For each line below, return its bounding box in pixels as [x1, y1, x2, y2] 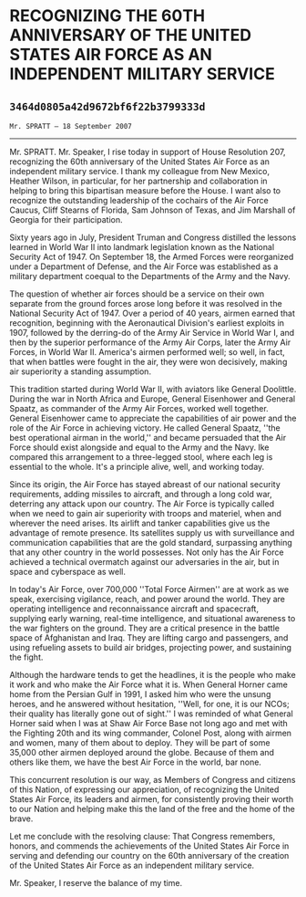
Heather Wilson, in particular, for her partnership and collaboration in [9, 175, 268, 186]
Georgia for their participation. [9, 214, 123, 224]
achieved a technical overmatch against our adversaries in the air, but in [9, 557, 280, 567]
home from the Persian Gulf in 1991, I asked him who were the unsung [9, 689, 271, 699]
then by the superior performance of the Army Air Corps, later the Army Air [9, 337, 291, 348]
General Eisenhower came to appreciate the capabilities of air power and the [9, 412, 297, 423]
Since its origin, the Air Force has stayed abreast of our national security [9, 479, 280, 489]
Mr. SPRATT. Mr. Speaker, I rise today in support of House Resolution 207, [9, 147, 286, 157]
